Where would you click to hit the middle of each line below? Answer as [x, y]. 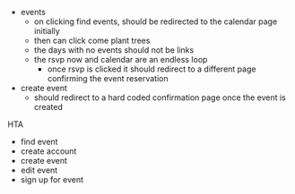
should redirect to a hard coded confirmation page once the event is [160, 97]
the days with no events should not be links [114, 50]
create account [48, 151]
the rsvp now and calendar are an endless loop [121, 59]
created [48, 107]
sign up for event [52, 180]
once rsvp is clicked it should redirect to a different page [152, 69]
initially [47, 31]
